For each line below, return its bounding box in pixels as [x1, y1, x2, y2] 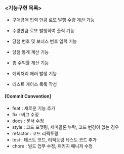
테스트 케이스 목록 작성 [12, 81, 57, 87]
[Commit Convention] [5, 93, 52, 99]
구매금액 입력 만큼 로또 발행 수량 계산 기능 [12, 17, 95, 23]
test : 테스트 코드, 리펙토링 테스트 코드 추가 [12, 136, 97, 142]
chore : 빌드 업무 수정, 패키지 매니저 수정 [12, 143, 93, 149]
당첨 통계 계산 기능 [12, 49, 49, 55]
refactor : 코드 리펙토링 [12, 130, 59, 136]
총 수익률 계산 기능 [12, 60, 49, 66]
